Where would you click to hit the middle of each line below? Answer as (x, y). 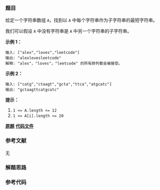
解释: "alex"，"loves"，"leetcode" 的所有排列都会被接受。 (64, 64)
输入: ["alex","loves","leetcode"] (43, 53)
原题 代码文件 (19, 126)
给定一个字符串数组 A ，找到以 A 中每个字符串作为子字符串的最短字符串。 (82, 20)
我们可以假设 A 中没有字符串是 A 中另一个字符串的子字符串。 (69, 31)
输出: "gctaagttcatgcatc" (32, 90)
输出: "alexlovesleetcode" (33, 58)
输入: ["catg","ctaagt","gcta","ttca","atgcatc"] (58, 85)
